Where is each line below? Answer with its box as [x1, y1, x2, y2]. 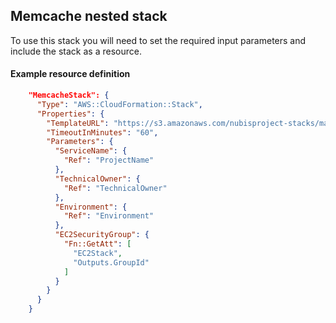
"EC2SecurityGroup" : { [54, 230, 150, 240]
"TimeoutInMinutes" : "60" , [46, 127, 159, 138]
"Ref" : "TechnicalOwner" [63, 183, 168, 193]
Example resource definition [10, 68, 131, 80]
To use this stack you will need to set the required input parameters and [10, 34, 307, 46]
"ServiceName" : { [54, 146, 128, 156]
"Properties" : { [36, 109, 105, 119]
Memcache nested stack [10, 8, 168, 25]
